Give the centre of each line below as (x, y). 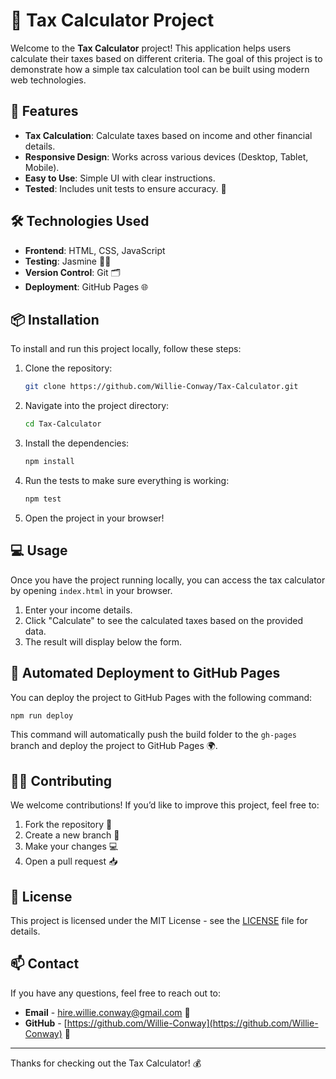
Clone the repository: (68, 368)
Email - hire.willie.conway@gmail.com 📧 (107, 1012)
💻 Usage (39, 550)
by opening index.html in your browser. (91, 590)
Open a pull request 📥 (71, 861)
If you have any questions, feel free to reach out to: (115, 993)
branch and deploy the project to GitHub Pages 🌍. (114, 746)
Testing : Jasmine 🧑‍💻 (68, 261)
